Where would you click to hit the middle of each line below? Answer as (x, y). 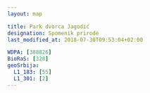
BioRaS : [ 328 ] (28, 59)
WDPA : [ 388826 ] (30, 52)
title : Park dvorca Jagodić (49, 26)
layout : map (25, 14)
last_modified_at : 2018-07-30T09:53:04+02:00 (75, 39)
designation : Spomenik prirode (53, 33)
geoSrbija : (23, 66)
